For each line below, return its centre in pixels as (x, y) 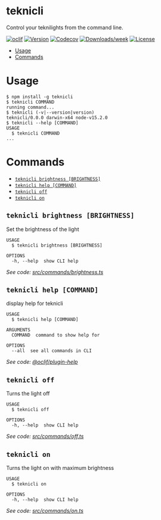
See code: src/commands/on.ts (45, 511)
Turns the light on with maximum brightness (60, 468)
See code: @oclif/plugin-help (42, 362)
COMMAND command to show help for (56, 335)
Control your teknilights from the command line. (65, 27)
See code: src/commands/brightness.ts (55, 272)
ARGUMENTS (18, 330)
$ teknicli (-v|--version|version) (50, 112)
